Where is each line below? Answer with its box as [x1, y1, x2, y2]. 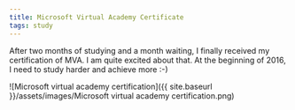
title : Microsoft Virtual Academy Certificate [9, 12, 184, 22]
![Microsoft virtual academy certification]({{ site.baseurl [9, 81, 213, 92]
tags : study [9, 21, 53, 30]
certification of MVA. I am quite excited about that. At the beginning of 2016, [9, 55, 286, 65]
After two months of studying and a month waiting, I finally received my [9, 45, 270, 55]
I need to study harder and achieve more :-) [9, 63, 168, 75]
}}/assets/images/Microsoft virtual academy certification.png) [9, 90, 235, 101]
